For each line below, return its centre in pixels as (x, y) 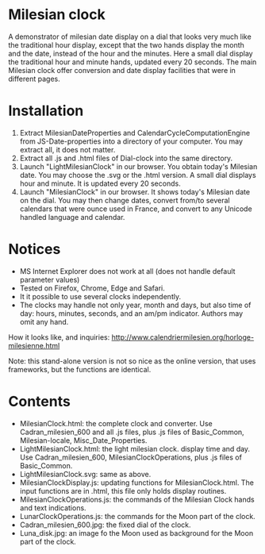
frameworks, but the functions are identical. (80, 369)
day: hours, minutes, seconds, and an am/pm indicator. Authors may (131, 313)
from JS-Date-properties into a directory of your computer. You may (131, 141)
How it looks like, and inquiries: (59, 337)
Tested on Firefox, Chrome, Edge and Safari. (92, 288)
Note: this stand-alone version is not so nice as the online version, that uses (132, 361)
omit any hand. (44, 321)
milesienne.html (34, 345)
